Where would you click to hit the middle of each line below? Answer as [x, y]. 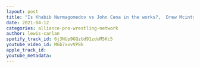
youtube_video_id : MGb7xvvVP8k [45, 45]
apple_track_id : [26, 50]
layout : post [22, 12]
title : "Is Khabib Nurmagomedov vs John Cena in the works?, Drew [92, 17]
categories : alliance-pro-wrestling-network [62, 28]
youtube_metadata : [29, 56]
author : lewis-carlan [33, 34]
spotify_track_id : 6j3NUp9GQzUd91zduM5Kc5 [60, 39]
